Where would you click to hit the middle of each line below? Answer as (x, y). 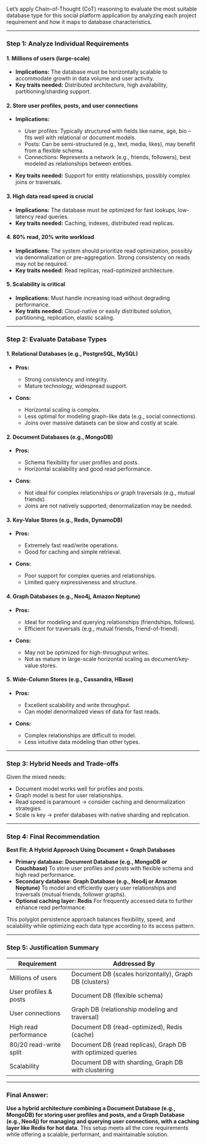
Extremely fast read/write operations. (71, 546)
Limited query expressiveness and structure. (81, 582)
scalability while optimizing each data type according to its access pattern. (101, 926)
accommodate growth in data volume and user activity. (85, 79)
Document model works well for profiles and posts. (80, 789)
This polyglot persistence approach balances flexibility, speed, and (91, 919)
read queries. (52, 216)
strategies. (29, 809)
